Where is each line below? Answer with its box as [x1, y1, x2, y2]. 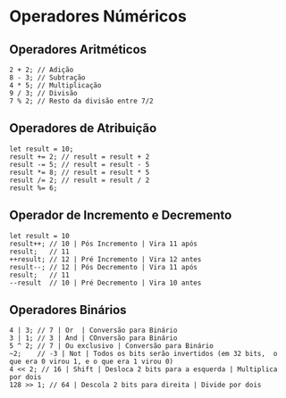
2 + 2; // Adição [9, 65, 74, 74]
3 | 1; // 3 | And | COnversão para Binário [9, 334, 178, 343]
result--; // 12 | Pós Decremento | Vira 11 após [9, 262, 198, 271]
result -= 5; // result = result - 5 [9, 160, 150, 169]
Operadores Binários [9, 303, 127, 318]
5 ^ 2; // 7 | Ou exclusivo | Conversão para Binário [9, 342, 214, 351]
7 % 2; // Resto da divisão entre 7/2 [9, 96, 154, 105]
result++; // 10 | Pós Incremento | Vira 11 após [9, 239, 198, 248]
